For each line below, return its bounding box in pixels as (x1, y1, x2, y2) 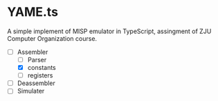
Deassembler (17, 79, 55, 87)
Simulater (17, 87, 45, 95)
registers (27, 71, 53, 80)
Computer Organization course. (7, 34, 98, 42)
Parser (27, 56, 47, 64)
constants (27, 64, 57, 72)
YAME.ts (7, 4, 59, 20)
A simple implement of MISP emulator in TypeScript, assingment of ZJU (7, 27, 212, 35)
